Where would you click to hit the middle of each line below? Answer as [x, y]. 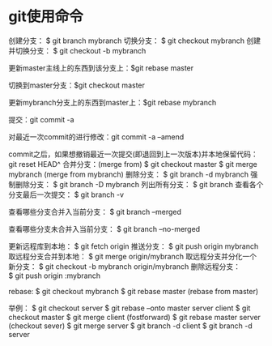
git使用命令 [46, 17]
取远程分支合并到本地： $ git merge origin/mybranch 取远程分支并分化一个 [133, 256]
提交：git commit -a [41, 119]
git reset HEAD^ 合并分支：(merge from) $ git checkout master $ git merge [133, 164]
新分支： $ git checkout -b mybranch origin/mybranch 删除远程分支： [125, 266]
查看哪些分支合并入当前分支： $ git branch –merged [95, 211]
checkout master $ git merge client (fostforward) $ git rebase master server [135, 317]
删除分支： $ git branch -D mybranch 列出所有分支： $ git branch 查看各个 [139, 184]
